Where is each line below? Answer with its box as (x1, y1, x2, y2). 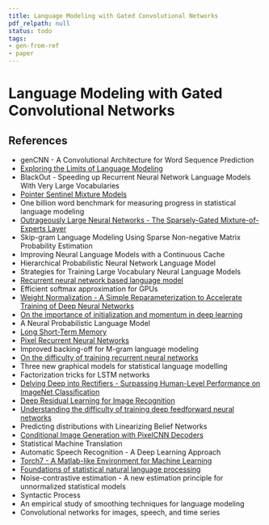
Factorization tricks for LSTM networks (19, 370, 150, 379)
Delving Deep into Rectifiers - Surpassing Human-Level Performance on (19, 379, 261, 388)
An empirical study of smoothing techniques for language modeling (19, 499, 245, 508)
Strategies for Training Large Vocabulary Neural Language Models (19, 267, 241, 276)
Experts (19, 224, 46, 233)
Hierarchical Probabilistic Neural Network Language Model (19, 258, 216, 268)
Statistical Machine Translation (19, 438, 123, 448)
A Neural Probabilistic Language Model (19, 319, 151, 328)
